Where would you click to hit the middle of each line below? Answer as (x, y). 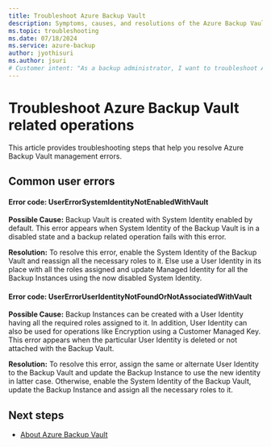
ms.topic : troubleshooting (54, 31)
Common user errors (62, 182)
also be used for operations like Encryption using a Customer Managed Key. (134, 332)
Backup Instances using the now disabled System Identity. (105, 278)
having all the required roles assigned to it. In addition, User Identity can (128, 323)
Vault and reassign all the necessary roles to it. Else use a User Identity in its (135, 261)
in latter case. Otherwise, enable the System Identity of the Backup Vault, (130, 381)
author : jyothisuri (41, 53)
